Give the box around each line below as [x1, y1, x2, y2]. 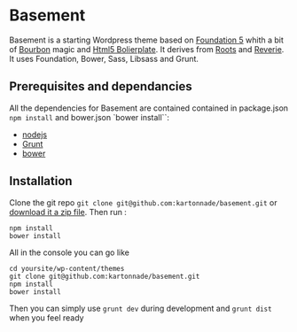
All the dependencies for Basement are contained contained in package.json [9, 103, 289, 113]
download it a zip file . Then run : [9, 206, 127, 217]
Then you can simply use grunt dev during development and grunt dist [9, 303, 272, 313]
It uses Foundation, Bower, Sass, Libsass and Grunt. [9, 53, 199, 64]
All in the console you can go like [9, 247, 130, 258]
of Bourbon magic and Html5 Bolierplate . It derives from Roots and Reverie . [9, 43, 285, 54]
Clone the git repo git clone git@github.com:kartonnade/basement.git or [9, 197, 277, 208]
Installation [9, 174, 73, 189]
